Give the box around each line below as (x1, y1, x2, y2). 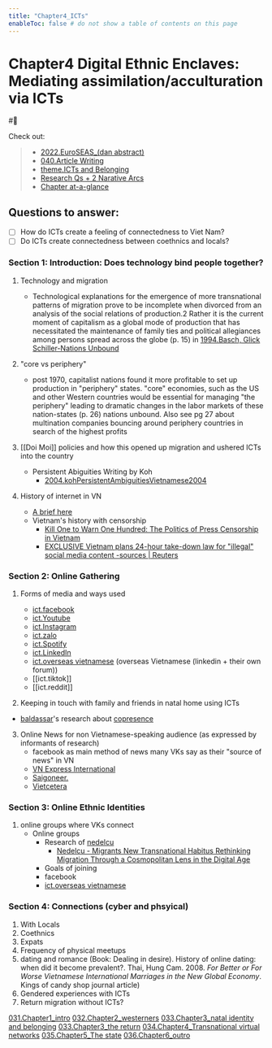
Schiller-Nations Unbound (32, 343, 119, 353)
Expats (19, 937, 44, 946)
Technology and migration (19, 276, 108, 285)
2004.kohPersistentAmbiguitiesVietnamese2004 (44, 475, 207, 485)
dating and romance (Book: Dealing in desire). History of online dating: (19, 954, 257, 963)
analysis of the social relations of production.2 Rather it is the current (32, 308, 264, 318)
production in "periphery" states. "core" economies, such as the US (32, 383, 260, 393)
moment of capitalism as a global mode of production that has (32, 317, 241, 327)
